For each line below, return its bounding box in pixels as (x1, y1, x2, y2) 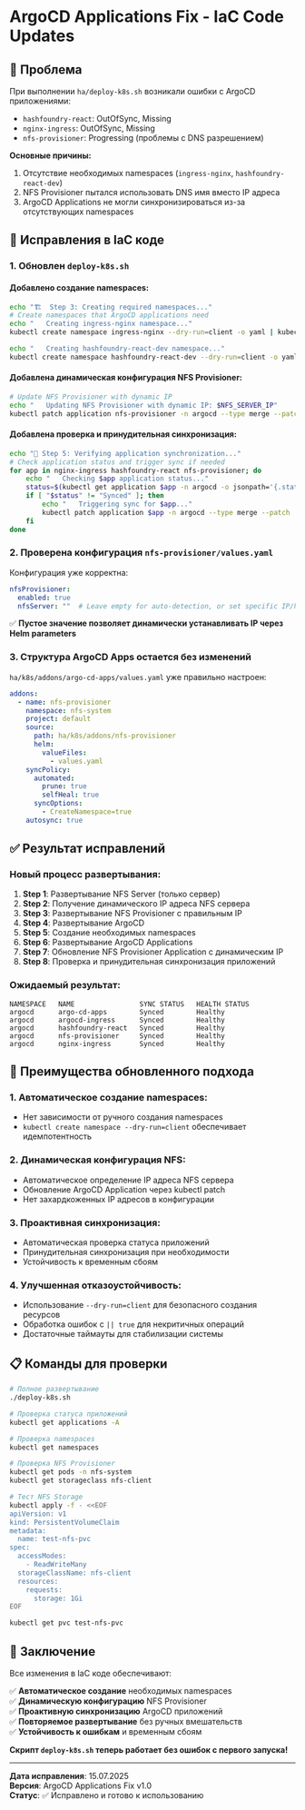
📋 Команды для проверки (9, 1356, 168, 1371)
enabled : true (17, 593, 71, 602)
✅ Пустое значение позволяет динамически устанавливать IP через (9, 618, 284, 628)
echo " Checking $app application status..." (25, 474, 209, 483)
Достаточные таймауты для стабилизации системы (22, 1329, 224, 1340)
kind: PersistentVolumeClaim (9, 1518, 120, 1527)
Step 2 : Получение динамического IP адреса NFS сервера (22, 898, 251, 909)
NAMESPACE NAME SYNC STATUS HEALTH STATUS (9, 999, 250, 1009)
